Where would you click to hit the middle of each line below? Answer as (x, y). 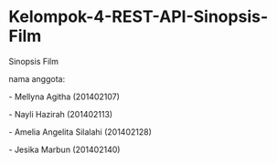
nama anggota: (37, 78)
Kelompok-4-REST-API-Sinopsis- (138, 17)
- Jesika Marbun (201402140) (64, 149)
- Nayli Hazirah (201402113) (61, 114)
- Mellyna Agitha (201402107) (64, 97)
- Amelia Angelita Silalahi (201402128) (80, 132)
